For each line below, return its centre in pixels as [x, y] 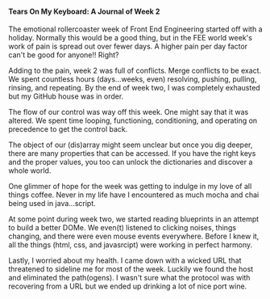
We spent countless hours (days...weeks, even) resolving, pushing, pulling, [133, 79]
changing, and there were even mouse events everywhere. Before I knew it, [134, 236]
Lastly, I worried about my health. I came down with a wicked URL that [125, 261]
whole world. [30, 171]
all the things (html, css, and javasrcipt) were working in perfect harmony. [131, 245]
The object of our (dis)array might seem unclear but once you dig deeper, [131, 145]
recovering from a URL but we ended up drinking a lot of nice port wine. [128, 286]
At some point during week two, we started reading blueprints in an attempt [134, 219]
